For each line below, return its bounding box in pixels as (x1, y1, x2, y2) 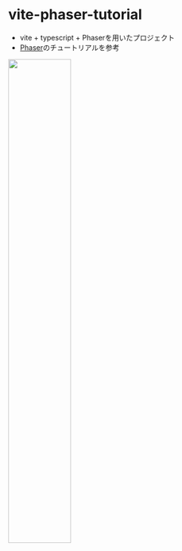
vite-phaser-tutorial (8, 6, 143, 24)
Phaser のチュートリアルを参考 (19, 42, 120, 52)
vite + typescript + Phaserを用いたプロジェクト (19, 33, 175, 42)
